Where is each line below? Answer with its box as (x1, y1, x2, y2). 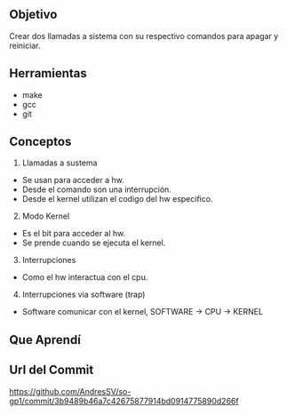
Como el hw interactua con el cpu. (21, 272, 148, 283)
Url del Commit (9, 363, 94, 378)
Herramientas (9, 66, 87, 81)
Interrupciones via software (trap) (21, 289, 146, 300)
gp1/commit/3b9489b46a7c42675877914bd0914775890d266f (9, 395, 239, 406)
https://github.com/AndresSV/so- (9, 386, 132, 396)
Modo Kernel (21, 211, 70, 221)
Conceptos (9, 134, 72, 149)
